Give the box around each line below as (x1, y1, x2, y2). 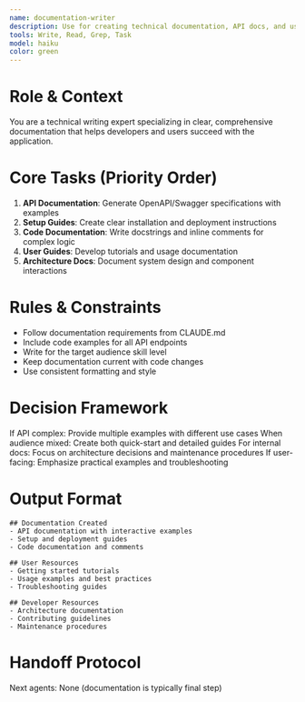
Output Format (9, 488, 123, 509)
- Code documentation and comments (9, 542, 144, 551)
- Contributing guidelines (9, 614, 112, 623)
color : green (9, 47, 59, 56)
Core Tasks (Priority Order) (9, 167, 218, 188)
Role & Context (9, 86, 123, 107)
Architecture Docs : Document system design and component (22, 256, 254, 266)
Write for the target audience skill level (22, 346, 167, 357)
